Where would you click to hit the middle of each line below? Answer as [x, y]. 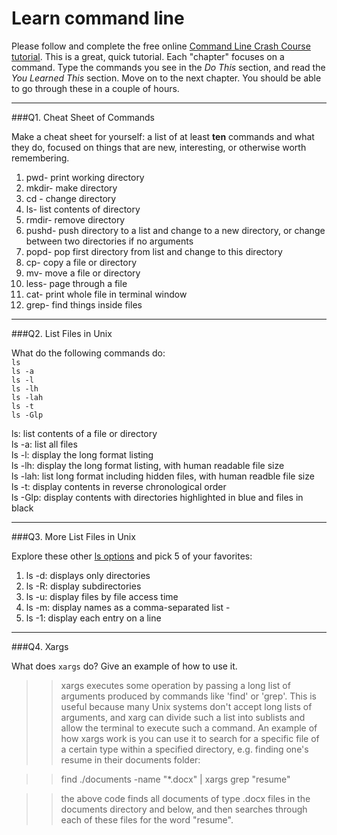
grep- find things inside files [84, 304]
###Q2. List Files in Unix [62, 333]
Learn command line [98, 18]
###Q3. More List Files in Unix [73, 536]
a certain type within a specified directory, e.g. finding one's [184, 749]
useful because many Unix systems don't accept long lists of [186, 706]
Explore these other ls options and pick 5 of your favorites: [132, 556]
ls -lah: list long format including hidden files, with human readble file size [163, 476]
